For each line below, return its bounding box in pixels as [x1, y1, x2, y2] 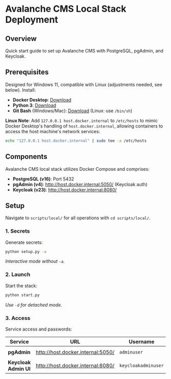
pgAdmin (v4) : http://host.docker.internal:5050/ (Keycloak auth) [12, 181, 148, 187]
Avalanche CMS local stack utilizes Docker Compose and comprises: [5, 166, 150, 172]
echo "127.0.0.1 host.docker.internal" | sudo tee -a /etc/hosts [5, 138, 147, 143]
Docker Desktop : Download [12, 96, 72, 103]
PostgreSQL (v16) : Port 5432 [12, 175, 74, 182]
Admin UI [8, 365, 31, 372]
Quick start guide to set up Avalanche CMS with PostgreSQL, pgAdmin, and [5, 48, 164, 54]
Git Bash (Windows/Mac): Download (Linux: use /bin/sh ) [12, 108, 132, 114]
